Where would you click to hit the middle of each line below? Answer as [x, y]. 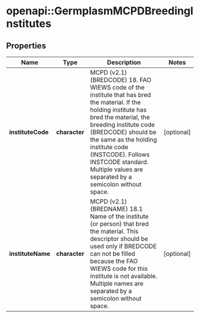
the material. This [114, 231]
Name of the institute [119, 216]
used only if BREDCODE [124, 246]
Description [124, 62]
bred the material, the [120, 117]
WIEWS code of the [117, 87]
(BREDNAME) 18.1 [116, 209]
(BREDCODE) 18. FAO [121, 80]
